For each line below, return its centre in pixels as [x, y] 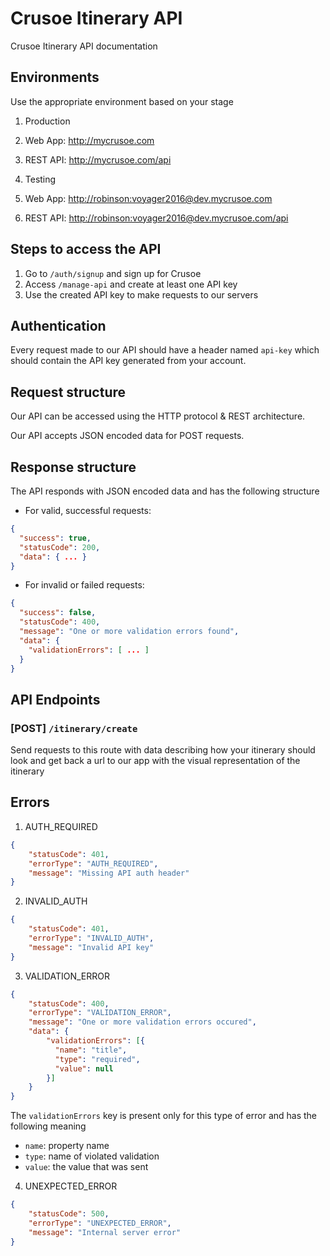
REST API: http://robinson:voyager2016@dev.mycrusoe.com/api [156, 218]
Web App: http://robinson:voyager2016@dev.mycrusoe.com [148, 198]
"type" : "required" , [97, 1059]
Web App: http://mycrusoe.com [89, 140]
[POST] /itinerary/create [74, 728]
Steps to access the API [86, 249]
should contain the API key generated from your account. [128, 361]
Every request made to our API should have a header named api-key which [165, 350]
